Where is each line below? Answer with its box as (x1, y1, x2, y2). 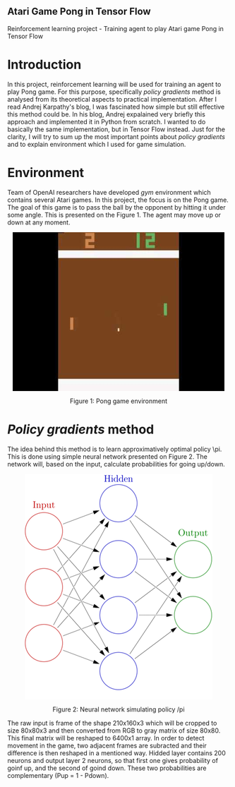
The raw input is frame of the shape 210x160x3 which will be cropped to (7, 719, 217, 727)
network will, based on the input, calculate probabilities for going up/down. (7, 459, 225, 468)
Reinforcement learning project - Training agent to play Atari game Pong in (7, 24, 224, 32)
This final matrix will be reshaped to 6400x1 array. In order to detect (7, 733, 205, 742)
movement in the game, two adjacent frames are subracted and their (7, 741, 207, 750)
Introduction (7, 56, 82, 73)
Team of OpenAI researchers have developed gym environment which (7, 188, 212, 196)
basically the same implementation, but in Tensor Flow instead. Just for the (7, 125, 226, 133)
